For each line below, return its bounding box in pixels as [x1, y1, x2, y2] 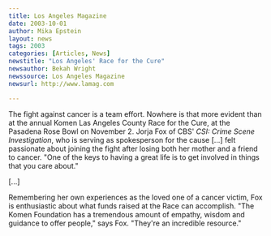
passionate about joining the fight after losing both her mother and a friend [8, 144, 258, 153]
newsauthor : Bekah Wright [8, 65, 96, 73]
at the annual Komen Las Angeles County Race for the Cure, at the [8, 118, 230, 127]
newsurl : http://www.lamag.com [8, 79, 114, 88]
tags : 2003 [8, 42, 45, 50]
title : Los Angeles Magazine [8, 11, 107, 20]
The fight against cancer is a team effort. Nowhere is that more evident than [8, 109, 262, 118]
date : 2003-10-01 [8, 19, 67, 28]
